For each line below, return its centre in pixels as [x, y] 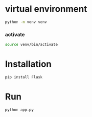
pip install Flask [24, 77]
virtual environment [46, 9]
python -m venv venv [26, 22]
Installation [28, 64]
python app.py [20, 110]
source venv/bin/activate [31, 45]
